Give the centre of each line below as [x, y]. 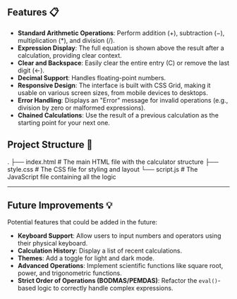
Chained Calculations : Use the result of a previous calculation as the [118, 115]
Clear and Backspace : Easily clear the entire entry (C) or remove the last [123, 63]
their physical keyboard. [53, 243]
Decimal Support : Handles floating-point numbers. [92, 77]
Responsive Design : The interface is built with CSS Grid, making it [114, 85]
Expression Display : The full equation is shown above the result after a [121, 48]
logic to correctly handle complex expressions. [105, 288]
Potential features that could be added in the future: [82, 222]
